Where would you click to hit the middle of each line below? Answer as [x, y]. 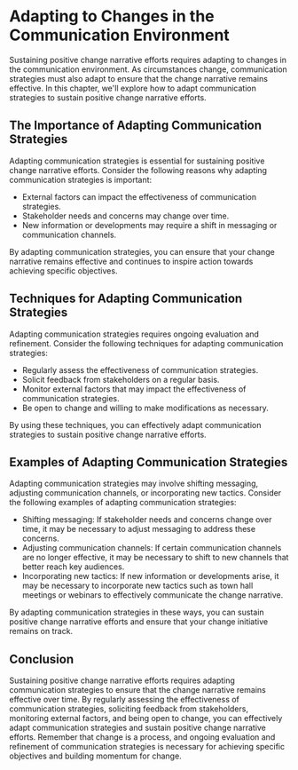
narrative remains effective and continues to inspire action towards [131, 261]
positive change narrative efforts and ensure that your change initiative [139, 622]
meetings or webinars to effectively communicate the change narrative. [153, 595]
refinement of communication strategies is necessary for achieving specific [147, 747]
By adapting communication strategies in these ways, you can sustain [137, 612]
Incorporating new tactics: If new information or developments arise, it [150, 576]
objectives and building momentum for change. [95, 756]
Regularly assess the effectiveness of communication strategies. [140, 369]
